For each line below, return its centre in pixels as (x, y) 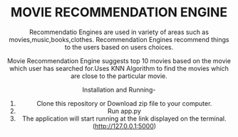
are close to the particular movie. (119, 76)
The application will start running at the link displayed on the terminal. (124, 119)
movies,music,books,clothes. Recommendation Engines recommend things (119, 39)
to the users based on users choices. (119, 47)
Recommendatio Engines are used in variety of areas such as (119, 32)
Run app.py (124, 111)
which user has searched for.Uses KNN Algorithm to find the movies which (119, 68)
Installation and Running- (119, 89)
